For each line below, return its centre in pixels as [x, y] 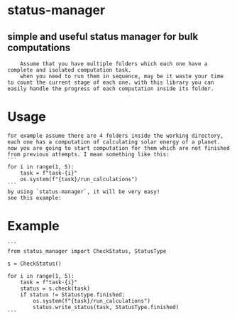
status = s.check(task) [55, 288]
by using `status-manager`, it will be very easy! [84, 191]
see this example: [34, 198]
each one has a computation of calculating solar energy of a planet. [114, 142]
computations [39, 47]
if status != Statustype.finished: [73, 294]
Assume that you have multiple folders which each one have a [114, 64]
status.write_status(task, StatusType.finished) [106, 307]
